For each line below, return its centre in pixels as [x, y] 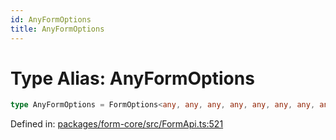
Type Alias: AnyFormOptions [132, 78]
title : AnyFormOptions [57, 29]
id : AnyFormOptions [51, 19]
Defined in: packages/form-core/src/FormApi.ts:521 [117, 124]
